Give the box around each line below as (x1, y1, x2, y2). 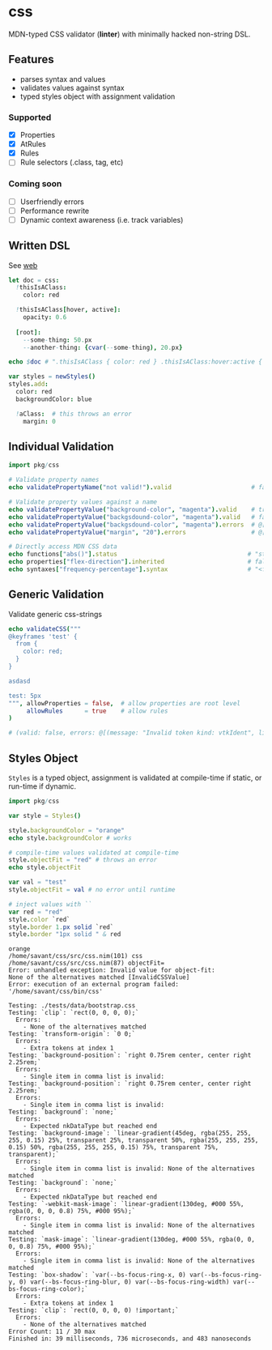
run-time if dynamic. (8, 781, 77, 791)
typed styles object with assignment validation (19, 92, 176, 101)
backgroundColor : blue (15, 395, 92, 403)
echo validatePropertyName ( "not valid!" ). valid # (8, 483, 255, 492)
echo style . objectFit (8, 863, 82, 872)
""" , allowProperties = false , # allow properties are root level (8, 699, 241, 707)
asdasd (8, 677, 31, 685)
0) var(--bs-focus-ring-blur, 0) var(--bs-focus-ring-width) (19, 1278, 230, 1286)
